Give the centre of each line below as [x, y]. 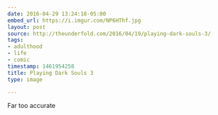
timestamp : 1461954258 [41, 66]
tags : [15, 40]
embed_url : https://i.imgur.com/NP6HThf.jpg [74, 20]
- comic [19, 60]
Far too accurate [32, 106]
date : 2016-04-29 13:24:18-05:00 [57, 14]
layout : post [27, 27]
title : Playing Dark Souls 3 [50, 73]
